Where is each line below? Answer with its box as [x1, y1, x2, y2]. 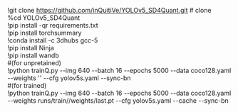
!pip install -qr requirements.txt [7, 21, 98, 29]
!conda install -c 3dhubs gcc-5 [7, 36, 98, 45]
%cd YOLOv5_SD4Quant [7, 13, 81, 22]
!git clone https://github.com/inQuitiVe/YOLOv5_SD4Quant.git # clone [7, 6, 212, 14]
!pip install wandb [7, 51, 59, 60]
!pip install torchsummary [7, 28, 82, 37]
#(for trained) [7, 82, 47, 89]
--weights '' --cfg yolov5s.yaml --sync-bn [7, 74, 131, 82]
